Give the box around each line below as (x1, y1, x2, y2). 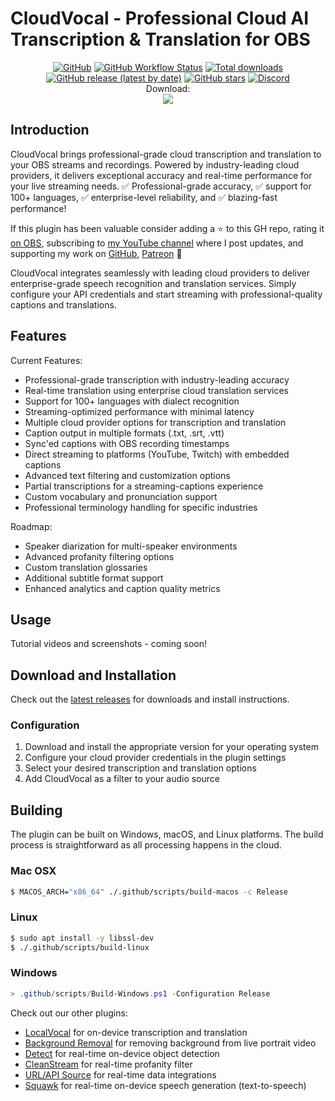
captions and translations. (10, 298, 117, 311)
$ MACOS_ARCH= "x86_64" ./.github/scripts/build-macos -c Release (10, 887, 288, 897)
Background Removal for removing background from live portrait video (24, 1037, 317, 1049)
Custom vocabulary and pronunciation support (24, 490, 218, 502)
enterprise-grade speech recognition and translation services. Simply (10, 277, 297, 289)
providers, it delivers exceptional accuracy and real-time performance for (10, 169, 313, 181)
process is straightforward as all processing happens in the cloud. (10, 839, 282, 851)
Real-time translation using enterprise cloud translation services (24, 384, 289, 396)
